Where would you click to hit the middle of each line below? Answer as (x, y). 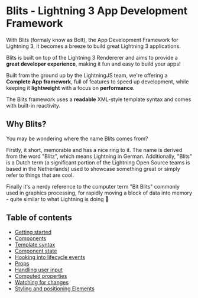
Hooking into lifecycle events (50, 257)
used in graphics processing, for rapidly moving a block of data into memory (99, 193)
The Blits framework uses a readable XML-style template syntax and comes (99, 99)
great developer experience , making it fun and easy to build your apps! (94, 64)
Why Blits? (26, 124)
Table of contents (39, 218)
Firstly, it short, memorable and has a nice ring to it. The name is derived (94, 150)
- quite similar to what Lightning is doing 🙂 (58, 199)
